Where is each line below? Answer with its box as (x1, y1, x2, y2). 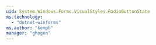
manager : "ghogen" (6, 30, 51, 36)
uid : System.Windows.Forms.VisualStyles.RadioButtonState (6, 8, 150, 15)
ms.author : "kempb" (6, 25, 54, 31)
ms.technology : (6, 14, 43, 20)
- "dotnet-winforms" (11, 19, 61, 25)
